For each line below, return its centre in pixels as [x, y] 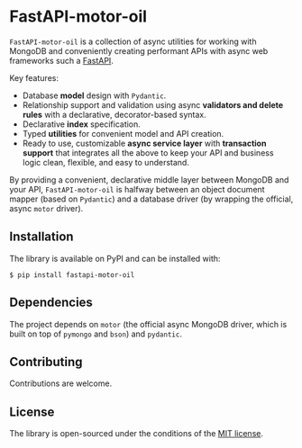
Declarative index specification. [82, 124]
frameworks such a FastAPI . [62, 60]
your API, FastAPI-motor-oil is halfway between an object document [137, 189]
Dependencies [51, 303]
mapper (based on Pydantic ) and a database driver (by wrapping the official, [151, 199]
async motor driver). [46, 208]
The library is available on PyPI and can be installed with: [115, 258]
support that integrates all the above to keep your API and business [148, 152]
